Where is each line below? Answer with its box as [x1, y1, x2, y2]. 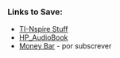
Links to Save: [7, 6, 63, 17]
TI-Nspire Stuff [18, 25, 68, 34]
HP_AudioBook [18, 33, 68, 42]
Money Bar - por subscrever [18, 41, 112, 51]
